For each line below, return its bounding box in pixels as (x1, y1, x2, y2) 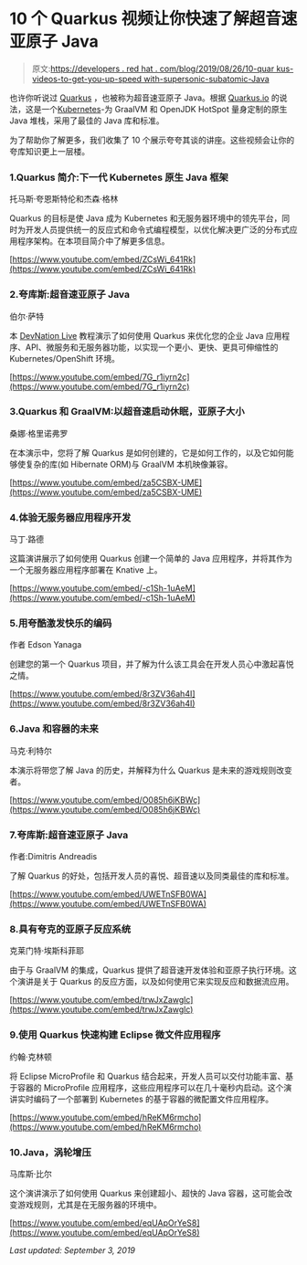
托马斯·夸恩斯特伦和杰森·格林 (9, 194, 119, 205)
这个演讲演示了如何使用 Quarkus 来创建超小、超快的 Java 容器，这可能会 (9, 1187, 285, 1198)
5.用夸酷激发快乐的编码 (9, 617, 112, 630)
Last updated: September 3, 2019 (9, 1244, 135, 1256)
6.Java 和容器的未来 (9, 722, 99, 735)
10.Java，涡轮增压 (9, 1145, 91, 1158)
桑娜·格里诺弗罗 (9, 427, 69, 438)
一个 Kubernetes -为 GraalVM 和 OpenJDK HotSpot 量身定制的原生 (40, 103, 288, 114)
